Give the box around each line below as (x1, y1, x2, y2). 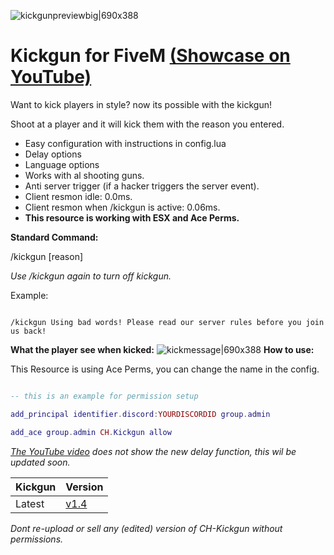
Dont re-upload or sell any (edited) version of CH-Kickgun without (10, 522, 283, 534)
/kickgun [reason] (10, 250, 84, 262)
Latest (15, 496, 45, 510)
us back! (10, 326, 47, 336)
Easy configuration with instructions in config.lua (24, 137, 227, 149)
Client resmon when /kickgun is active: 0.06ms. (24, 201, 221, 213)
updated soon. (10, 456, 71, 468)
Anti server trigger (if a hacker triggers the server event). (24, 180, 260, 192)
